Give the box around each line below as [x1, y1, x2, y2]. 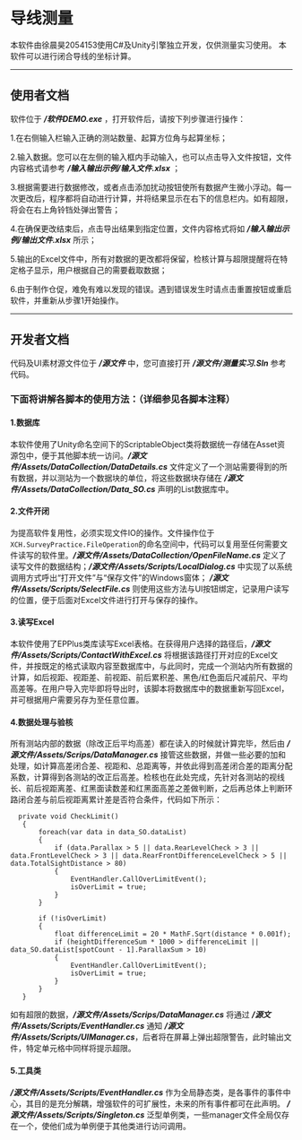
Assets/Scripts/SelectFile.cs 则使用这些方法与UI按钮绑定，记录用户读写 [21, 583, 289, 594]
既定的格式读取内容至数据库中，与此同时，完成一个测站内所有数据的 [40, 661, 293, 672]
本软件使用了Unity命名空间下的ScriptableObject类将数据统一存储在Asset [10, 438, 278, 449]
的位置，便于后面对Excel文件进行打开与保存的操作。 [10, 594, 203, 605]
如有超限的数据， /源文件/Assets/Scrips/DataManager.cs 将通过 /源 [10, 1009, 263, 1020]
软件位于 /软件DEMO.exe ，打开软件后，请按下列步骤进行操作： [10, 113, 246, 124]
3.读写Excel [10, 617, 55, 627]
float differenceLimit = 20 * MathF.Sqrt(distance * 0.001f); [54, 929, 292, 939]
